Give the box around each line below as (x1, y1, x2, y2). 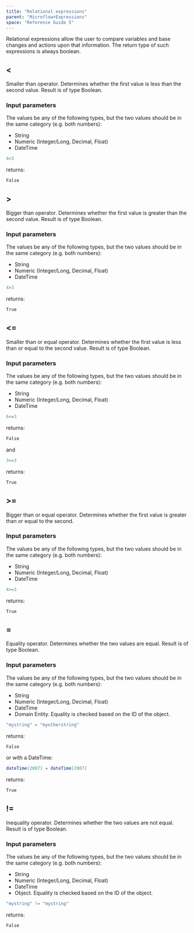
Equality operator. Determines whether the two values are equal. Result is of (6, 640, 189, 647)
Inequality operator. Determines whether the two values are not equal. (6, 819, 174, 826)
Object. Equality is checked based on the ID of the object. (14, 890, 153, 897)
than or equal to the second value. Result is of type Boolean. (6, 345, 151, 352)
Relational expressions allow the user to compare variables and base (6, 36, 171, 43)
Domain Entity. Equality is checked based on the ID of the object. (14, 710, 171, 717)
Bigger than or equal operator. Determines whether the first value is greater (6, 511, 187, 518)
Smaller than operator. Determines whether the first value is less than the (6, 80, 182, 88)
